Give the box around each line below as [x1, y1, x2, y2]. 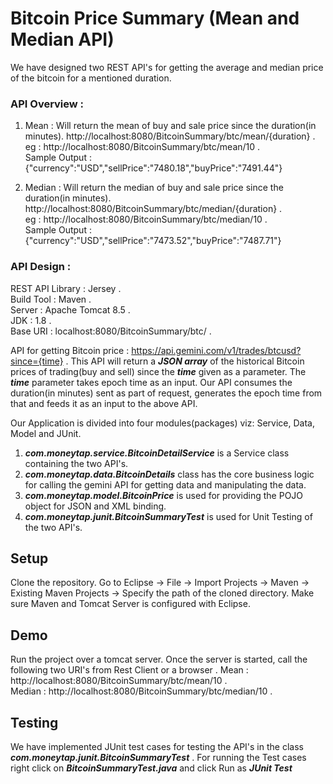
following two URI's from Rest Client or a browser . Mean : [10, 664, 249, 676]
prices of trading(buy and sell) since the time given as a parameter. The [10, 365, 307, 377]
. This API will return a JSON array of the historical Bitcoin [65, 355, 305, 367]
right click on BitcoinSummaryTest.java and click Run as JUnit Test [10, 762, 293, 774]
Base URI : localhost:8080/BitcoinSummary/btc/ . [10, 325, 212, 337]
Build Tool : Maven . [10, 293, 92, 305]
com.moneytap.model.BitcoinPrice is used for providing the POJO [24, 489, 304, 501]
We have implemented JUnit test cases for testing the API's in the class [10, 740, 304, 752]
